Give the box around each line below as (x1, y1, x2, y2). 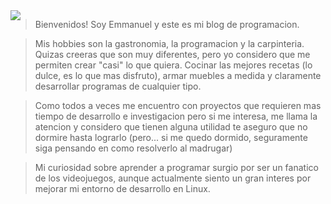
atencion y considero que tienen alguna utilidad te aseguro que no (34, 121, 308, 133)
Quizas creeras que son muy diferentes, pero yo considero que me (34, 49, 311, 60)
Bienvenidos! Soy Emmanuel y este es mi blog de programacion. (34, 19, 300, 30)
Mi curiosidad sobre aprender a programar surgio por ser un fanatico (34, 162, 319, 173)
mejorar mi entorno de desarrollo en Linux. (34, 183, 211, 194)
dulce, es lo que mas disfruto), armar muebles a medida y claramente (34, 70, 322, 81)
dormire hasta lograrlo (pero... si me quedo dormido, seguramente (34, 132, 308, 143)
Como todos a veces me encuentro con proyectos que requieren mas (34, 100, 322, 111)
